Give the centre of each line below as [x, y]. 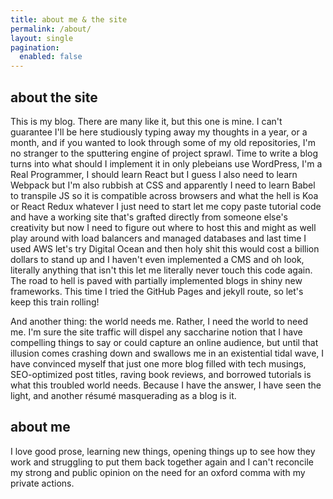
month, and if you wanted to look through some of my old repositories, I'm [163, 142]
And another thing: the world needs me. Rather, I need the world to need [159, 321]
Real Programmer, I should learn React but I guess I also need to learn [154, 174]
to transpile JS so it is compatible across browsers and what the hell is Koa [164, 195]
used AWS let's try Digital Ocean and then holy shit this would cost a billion [165, 248]
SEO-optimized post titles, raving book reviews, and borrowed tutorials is [161, 374]
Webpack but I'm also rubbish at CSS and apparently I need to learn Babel [163, 185]
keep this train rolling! [55, 302]
